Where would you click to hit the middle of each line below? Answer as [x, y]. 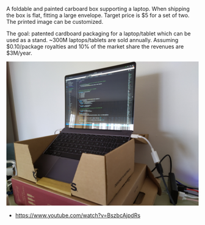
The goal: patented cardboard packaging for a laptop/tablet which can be [99, 34]
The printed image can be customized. [55, 22]
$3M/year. [19, 53]
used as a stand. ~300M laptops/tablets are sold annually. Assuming [92, 40]
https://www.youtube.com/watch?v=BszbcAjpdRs [78, 215]
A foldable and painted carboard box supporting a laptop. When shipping [98, 9]
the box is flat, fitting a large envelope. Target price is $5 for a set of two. [98, 15]
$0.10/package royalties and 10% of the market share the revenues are [95, 46]
